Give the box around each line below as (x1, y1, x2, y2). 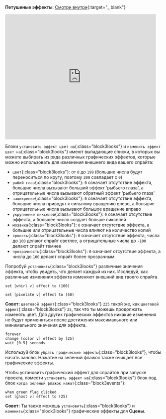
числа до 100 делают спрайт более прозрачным (12, 254, 115, 260)
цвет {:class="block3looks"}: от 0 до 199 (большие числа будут (12, 169, 143, 175)
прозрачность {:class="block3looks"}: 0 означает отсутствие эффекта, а (12, 249, 161, 254)
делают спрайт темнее (12, 243, 61, 249)
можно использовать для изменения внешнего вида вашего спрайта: (5, 159, 154, 165)
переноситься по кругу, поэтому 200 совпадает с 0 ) (12, 174, 123, 180)
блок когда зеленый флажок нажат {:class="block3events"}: (5, 380, 126, 386)
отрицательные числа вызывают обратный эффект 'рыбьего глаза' (12, 190, 155, 196)
